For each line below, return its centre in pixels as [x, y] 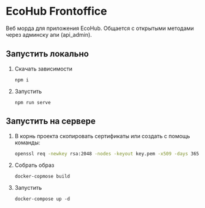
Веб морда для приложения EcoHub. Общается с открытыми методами [100, 28]
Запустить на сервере [51, 121]
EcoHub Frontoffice [56, 11]
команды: [27, 143]
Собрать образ [34, 165]
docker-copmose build [42, 176]
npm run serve [33, 102]
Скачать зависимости [44, 69]
